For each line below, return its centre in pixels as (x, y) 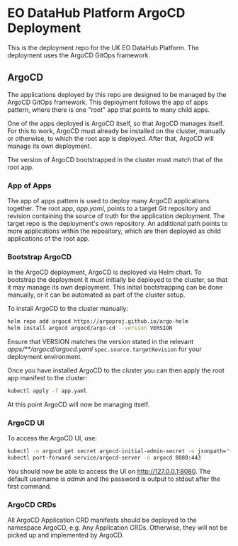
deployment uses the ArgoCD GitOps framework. (79, 55)
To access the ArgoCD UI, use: (52, 438)
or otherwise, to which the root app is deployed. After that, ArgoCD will (110, 138)
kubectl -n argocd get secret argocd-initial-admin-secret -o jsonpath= (117, 451)
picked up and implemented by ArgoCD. (66, 535)
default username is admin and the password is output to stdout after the (114, 479)
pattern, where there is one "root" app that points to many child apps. (109, 109)
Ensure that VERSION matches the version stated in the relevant (101, 342)
